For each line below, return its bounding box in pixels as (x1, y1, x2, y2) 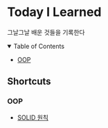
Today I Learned (7, 4, 102, 20)
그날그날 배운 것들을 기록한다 (7, 28, 85, 36)
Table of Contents (13, 42, 64, 50)
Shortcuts (7, 76, 51, 88)
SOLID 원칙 (17, 113, 48, 122)
